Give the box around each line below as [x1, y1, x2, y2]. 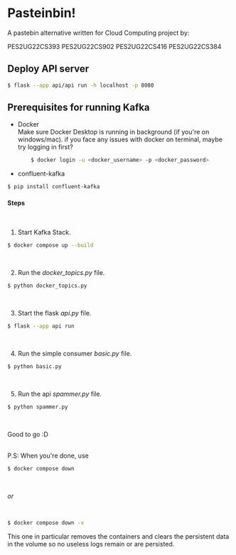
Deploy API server [7, 63, 90, 75]
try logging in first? [17, 143, 73, 151]
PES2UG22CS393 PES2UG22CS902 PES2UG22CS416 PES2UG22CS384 [7, 42, 222, 50]
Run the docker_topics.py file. [17, 269, 105, 277]
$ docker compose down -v [7, 519, 84, 527]
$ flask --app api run [7, 323, 75, 330]
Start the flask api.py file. [17, 309, 92, 318]
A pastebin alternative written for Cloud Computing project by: [7, 28, 190, 37]
